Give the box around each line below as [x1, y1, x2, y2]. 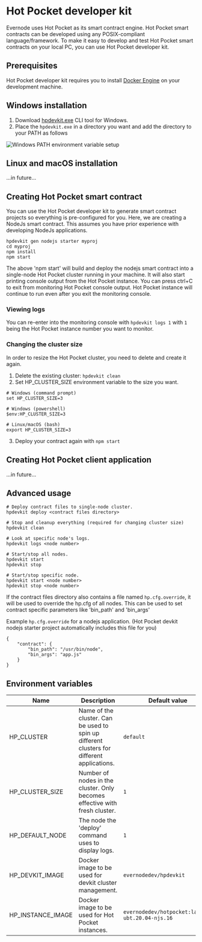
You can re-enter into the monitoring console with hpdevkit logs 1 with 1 [6, 319, 188, 326]
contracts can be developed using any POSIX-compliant [6, 30, 145, 37]
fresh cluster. [78, 807, 116, 815]
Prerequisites [6, 61, 58, 71]
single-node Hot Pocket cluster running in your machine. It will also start [6, 271, 185, 278]
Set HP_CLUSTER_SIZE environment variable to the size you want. [14, 378, 179, 385]
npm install [6, 249, 36, 255]
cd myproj [6, 243, 31, 250]
